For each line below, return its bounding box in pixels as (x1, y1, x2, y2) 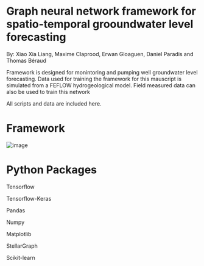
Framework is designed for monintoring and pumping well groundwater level (6, 68, 198, 76)
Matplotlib (6, 230, 32, 237)
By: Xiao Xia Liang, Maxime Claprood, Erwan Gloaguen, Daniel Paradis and (6, 50, 194, 57)
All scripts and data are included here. (6, 99, 102, 107)
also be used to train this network (6, 88, 90, 95)
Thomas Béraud (6, 57, 47, 64)
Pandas (6, 206, 26, 214)
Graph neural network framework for (6, 4, 196, 18)
